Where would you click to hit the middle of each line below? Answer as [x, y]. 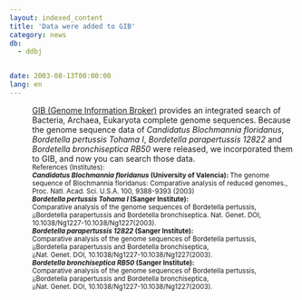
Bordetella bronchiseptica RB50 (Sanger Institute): [113, 263]
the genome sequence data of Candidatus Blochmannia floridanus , [158, 129]
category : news [38, 35]
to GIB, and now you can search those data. [114, 158]
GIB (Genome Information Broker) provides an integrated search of [156, 110]
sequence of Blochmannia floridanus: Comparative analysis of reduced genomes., [160, 183]
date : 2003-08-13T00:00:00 [60, 76]
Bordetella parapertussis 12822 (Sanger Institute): [113, 231]
